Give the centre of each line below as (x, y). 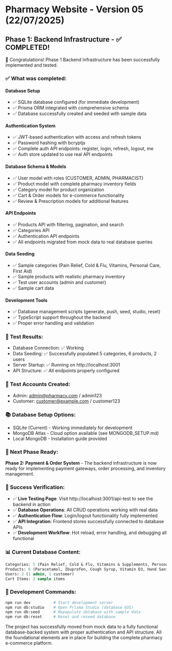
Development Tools (26, 300)
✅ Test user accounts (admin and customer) (59, 282)
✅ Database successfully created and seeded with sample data (80, 113)
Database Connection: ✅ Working (48, 348)
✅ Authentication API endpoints (46, 236)
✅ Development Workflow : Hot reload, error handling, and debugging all (90, 532)
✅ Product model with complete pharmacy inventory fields (74, 184)
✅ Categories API (31, 230)
